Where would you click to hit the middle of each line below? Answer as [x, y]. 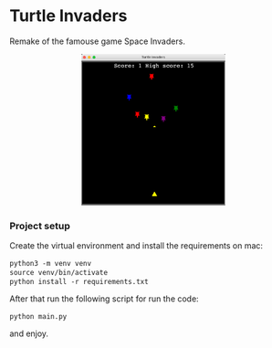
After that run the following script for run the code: [104, 299]
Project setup [40, 227]
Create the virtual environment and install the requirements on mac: [136, 246]
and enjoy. [29, 333]
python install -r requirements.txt [79, 282]
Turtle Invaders [68, 16]
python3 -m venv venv [51, 264]
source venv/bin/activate [58, 273]
